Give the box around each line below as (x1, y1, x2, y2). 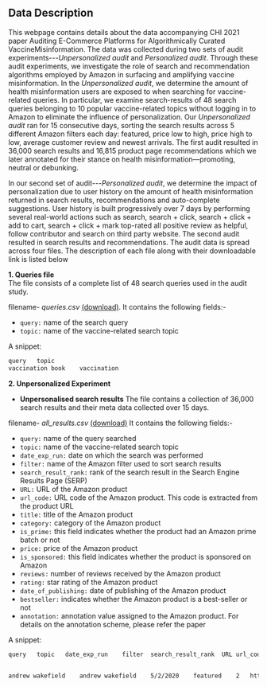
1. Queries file (8, 270, 55, 279)
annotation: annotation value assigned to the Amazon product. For (19, 611, 239, 620)
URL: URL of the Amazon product (19, 484, 128, 494)
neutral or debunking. (8, 162, 79, 172)
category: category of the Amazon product (19, 517, 161, 528)
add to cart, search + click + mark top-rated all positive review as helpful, (8, 221, 249, 230)
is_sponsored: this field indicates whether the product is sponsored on (19, 552, 252, 561)
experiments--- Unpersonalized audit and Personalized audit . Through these (8, 53, 258, 62)
